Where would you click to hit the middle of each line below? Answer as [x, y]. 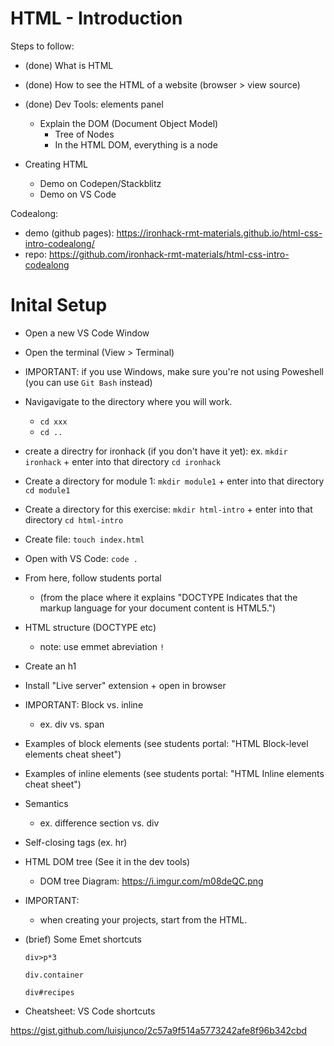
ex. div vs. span [72, 724]
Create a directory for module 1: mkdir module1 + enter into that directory [174, 481]
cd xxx [53, 422]
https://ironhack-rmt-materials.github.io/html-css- [219, 233]
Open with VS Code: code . [81, 558]
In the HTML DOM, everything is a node [136, 144]
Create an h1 [50, 666]
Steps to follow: [42, 46]
